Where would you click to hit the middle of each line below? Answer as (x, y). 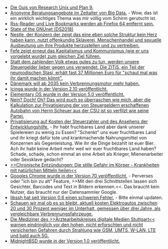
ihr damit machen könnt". (36, 78)
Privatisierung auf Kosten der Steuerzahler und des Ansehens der (79, 121)
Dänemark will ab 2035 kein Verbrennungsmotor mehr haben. (75, 83)
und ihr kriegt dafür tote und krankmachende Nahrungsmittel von (78, 138)
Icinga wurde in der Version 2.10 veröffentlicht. (59, 89)
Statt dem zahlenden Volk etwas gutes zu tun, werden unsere (75, 62)
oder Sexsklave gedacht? (37, 160)
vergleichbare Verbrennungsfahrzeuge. (51, 214)
